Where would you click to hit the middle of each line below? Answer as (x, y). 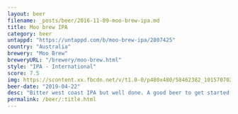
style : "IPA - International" (52, 67)
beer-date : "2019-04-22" (44, 86)
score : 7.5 (23, 73)
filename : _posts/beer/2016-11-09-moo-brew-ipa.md (84, 21)
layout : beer (27, 14)
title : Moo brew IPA (38, 27)
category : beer (30, 34)
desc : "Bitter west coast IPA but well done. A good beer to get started (119, 93)
